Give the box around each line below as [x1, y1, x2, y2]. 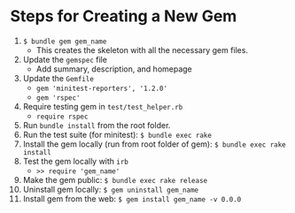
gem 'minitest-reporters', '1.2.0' [35, 84, 167, 93]
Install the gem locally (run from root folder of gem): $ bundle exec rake [22, 139, 286, 149]
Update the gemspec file [22, 54, 107, 65]
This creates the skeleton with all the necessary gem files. [35, 44, 249, 55]
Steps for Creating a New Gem [10, 6, 237, 27]
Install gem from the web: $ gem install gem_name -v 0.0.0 [22, 193, 242, 204]
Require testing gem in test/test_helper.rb [22, 101, 183, 111]
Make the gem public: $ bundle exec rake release [22, 174, 207, 185]
